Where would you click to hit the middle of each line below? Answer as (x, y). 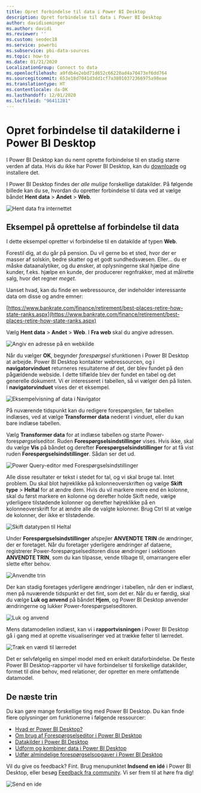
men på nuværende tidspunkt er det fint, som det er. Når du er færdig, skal (98, 594)
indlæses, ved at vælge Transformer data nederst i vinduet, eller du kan (95, 417)
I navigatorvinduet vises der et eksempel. (58, 387)
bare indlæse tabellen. (34, 423)
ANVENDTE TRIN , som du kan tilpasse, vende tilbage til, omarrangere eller (98, 558)
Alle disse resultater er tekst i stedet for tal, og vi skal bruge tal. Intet (90, 477)
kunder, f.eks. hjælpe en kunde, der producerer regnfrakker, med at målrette (100, 272)
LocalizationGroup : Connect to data (52, 67)
